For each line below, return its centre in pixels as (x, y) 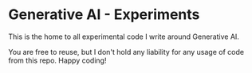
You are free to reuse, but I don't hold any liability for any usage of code (126, 52)
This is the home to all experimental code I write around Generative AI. (124, 36)
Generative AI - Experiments (104, 15)
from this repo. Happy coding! (57, 60)
